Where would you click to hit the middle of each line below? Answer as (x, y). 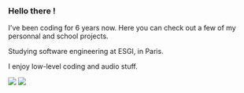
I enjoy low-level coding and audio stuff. (73, 66)
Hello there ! (32, 11)
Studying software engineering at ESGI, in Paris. (86, 52)
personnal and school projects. (58, 36)
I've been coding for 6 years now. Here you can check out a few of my (122, 28)
